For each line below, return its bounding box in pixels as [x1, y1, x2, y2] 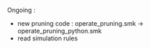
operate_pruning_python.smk [17, 27, 103, 35]
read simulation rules [17, 34, 78, 42]
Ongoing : [7, 6, 36, 14]
